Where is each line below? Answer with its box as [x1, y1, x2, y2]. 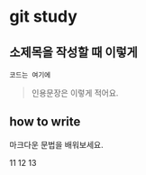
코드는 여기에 [9, 70, 51, 79]
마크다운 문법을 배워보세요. [9, 139, 104, 150]
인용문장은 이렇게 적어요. [31, 87, 119, 98]
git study [9, 6, 78, 27]
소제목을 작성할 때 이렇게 [9, 44, 138, 60]
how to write [9, 115, 81, 130]
